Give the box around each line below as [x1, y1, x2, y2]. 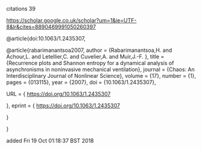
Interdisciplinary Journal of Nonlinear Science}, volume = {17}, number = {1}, [6, 72, 197, 79]
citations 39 [6, 5, 36, 12]
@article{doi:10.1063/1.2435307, [6, 35, 86, 42]
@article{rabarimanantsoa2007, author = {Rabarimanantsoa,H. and [6, 46, 172, 54]
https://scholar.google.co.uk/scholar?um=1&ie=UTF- [6, 17, 137, 24]
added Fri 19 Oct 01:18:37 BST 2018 [6, 137, 95, 144]
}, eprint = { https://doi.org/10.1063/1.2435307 [6, 102, 121, 109]
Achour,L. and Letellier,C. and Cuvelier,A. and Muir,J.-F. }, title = [6, 53, 165, 60]
